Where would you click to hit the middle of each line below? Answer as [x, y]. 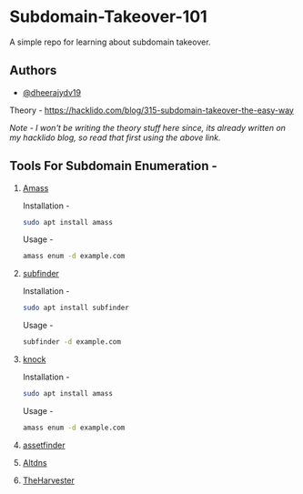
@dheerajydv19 [52, 92]
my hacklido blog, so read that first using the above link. [115, 137]
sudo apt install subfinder [76, 308]
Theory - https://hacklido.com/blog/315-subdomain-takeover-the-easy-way [151, 110]
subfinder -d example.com [71, 342]
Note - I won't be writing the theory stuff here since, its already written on [148, 127]
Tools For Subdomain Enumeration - [114, 166]
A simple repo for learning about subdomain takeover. [110, 42]
